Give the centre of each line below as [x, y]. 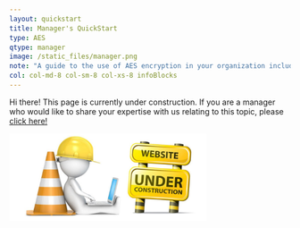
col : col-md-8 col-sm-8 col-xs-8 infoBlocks [93, 76]
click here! [29, 121]
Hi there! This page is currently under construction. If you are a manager [142, 102]
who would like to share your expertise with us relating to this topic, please [146, 111]
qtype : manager [37, 47]
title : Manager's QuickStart [63, 28]
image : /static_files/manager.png [74, 57]
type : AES [28, 38]
